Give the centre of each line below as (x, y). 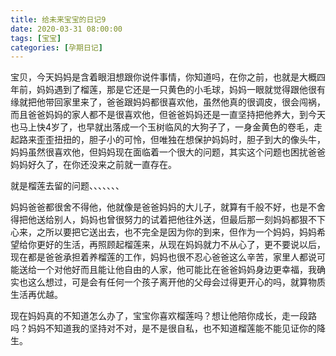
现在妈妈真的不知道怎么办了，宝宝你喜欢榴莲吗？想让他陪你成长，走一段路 (163, 316)
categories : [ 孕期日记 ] (56, 47)
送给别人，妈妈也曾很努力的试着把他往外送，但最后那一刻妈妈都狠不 (176, 220)
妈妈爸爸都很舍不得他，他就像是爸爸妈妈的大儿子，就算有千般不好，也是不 (163, 207)
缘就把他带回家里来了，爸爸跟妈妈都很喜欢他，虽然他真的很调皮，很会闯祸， (168, 102)
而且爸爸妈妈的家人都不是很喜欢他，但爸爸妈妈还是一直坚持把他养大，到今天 (168, 115)
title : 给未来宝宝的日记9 (58, 19)
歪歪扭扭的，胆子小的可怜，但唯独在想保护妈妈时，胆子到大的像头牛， (181, 140)
